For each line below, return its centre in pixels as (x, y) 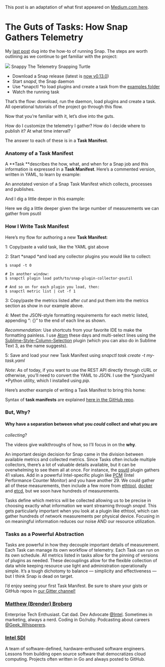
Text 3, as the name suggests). (36, 346)
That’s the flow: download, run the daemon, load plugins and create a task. (81, 101)
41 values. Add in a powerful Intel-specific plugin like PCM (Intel (69, 475)
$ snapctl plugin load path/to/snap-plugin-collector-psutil (69, 278)
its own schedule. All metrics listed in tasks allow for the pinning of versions (82, 555)
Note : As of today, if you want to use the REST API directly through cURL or (81, 370)
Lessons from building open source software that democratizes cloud (75, 654)
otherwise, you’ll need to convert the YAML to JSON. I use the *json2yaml (80, 375)
